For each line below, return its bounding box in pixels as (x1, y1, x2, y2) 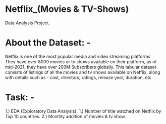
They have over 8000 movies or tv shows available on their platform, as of (5, 58, 157, 65)
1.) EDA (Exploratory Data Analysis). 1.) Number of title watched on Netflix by (5, 108, 162, 114)
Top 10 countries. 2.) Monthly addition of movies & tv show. (5, 113, 126, 119)
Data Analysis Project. (5, 20, 51, 26)
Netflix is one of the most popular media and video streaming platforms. (5, 53, 152, 59)
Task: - (5, 92, 35, 103)
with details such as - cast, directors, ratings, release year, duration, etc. (5, 74, 153, 80)
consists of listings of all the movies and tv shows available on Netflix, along (5, 69, 161, 75)
